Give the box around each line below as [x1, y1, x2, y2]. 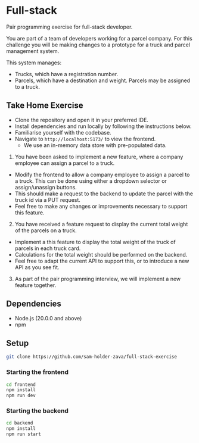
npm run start [6, 431, 42, 438]
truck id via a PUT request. [14, 196, 80, 203]
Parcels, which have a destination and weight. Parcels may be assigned [14, 77, 191, 84]
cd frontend [6, 382, 36, 388]
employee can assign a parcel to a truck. [14, 159, 115, 167]
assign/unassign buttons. [14, 183, 77, 191]
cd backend [6, 420, 33, 426]
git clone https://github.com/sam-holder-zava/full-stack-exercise [6, 354, 178, 360]
